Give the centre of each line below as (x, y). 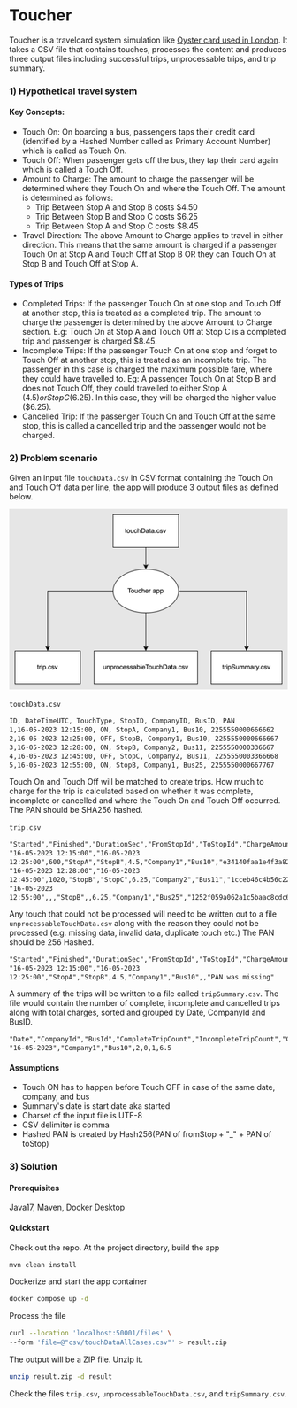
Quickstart (30, 1227)
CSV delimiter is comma (66, 1125)
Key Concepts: (37, 112)
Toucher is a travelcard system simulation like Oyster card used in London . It (148, 40)
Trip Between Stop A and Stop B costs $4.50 (117, 207)
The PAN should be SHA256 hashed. (76, 810)
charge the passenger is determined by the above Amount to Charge (147, 322)
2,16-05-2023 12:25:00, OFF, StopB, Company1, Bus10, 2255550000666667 (144, 739)
